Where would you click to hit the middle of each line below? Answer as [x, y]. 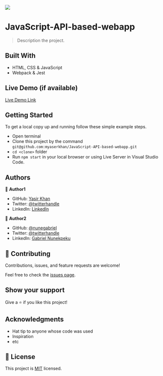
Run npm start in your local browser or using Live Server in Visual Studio [85, 157]
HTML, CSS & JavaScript [37, 67]
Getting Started [29, 115]
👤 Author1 [15, 189]
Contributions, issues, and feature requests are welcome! [63, 265]
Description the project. [41, 40]
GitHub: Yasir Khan [31, 199]
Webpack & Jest [29, 73]
